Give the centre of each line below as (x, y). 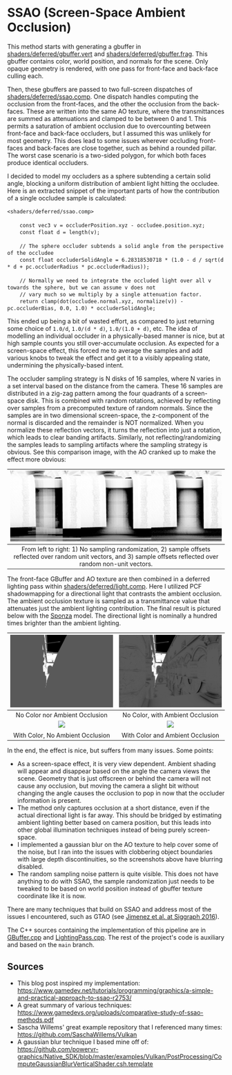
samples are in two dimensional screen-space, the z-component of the (108, 415)
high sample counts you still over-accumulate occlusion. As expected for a (113, 343)
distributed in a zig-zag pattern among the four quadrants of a (96, 393)
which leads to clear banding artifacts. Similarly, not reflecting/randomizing (114, 437)
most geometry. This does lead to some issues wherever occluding (103, 140)
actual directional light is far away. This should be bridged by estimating (119, 815)
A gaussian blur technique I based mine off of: (83, 1042)
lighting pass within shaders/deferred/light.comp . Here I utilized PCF (105, 587)
